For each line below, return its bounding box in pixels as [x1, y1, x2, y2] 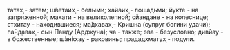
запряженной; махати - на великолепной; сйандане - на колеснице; [7, 13, 209, 21]
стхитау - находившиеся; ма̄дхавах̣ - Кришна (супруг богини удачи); [7, 21, 211, 28]
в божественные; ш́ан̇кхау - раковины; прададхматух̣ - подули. [7, 35, 195, 43]
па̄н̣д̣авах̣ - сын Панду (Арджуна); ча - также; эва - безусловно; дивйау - [7, 27, 224, 36]
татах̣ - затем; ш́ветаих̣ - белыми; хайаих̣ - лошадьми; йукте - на [7, 6, 199, 14]
